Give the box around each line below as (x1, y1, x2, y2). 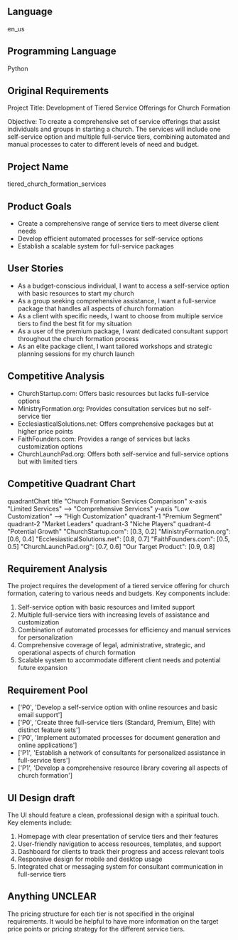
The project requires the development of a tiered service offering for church (7, 582, 229, 590)
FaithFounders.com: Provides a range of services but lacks (17, 434, 190, 443)
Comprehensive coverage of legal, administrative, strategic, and (17, 641, 206, 649)
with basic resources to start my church (17, 288, 134, 298)
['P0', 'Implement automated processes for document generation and (17, 733, 220, 742)
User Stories (7, 263, 64, 275)
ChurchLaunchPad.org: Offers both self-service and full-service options (17, 449, 229, 458)
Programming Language (7, 46, 117, 58)
